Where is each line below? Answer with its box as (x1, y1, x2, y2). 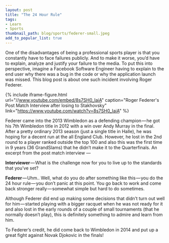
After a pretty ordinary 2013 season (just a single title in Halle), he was (5, 128, 152, 134)
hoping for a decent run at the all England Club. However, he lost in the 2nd (5, 134, 162, 140)
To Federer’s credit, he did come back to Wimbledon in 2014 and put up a (5, 226, 158, 233)
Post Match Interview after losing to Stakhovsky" (5, 102, 107, 108)
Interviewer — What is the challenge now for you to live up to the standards (5, 159, 162, 166)
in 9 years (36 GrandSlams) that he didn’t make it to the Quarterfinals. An (5, 144, 157, 150)
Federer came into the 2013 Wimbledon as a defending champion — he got (5, 117, 160, 124)
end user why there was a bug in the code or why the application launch (5, 71, 156, 77)
